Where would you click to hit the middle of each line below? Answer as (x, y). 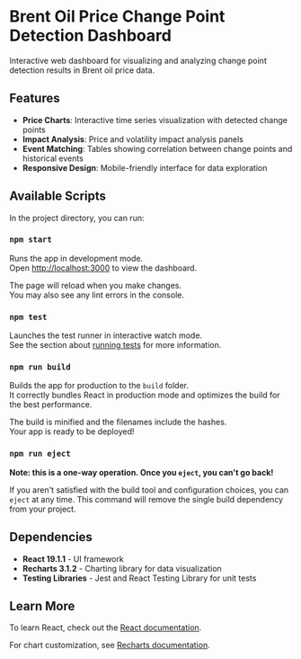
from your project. (43, 509)
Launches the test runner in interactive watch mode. (106, 335)
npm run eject (40, 454)
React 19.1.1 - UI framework (73, 558)
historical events (53, 158)
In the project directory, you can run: (77, 218)
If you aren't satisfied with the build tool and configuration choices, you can (149, 490)
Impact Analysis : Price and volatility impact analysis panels (133, 139)
